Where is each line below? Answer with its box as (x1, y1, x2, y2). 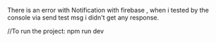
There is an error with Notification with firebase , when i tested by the (7, 6, 210, 14)
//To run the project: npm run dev (7, 27, 104, 35)
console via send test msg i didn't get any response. (7, 13, 160, 22)
